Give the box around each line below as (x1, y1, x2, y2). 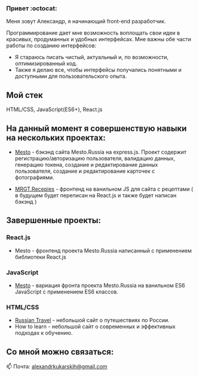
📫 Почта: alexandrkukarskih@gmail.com (6, 363, 108, 370)
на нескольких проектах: (6, 133, 106, 143)
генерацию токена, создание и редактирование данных (14, 161, 158, 168)
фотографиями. (14, 173, 55, 181)
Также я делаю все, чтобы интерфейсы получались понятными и (14, 66, 182, 74)
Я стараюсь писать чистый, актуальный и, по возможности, (14, 54, 169, 61)
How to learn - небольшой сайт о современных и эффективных (14, 323, 176, 330)
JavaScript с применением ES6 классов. (14, 288, 118, 295)
